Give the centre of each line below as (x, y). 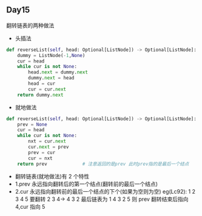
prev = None (32, 124)
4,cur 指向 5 (30, 206)
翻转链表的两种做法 (30, 25)
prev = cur (42, 152)
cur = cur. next (47, 89)
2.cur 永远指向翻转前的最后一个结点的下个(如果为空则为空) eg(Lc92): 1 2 (105, 191)
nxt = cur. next (47, 141)
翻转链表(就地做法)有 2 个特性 (52, 176)
